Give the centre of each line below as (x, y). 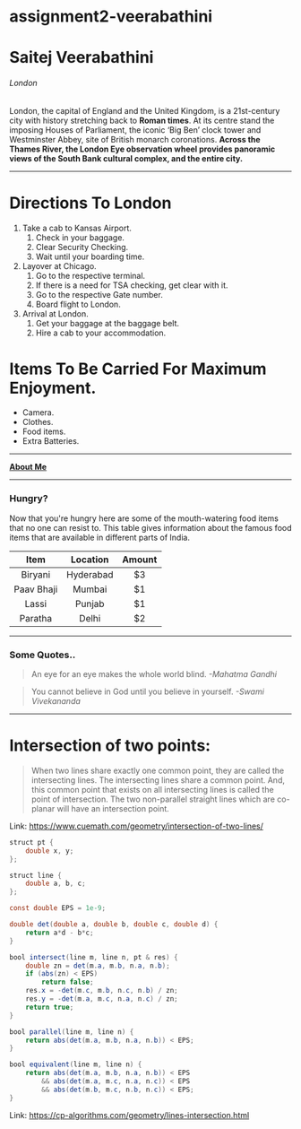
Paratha (35, 618)
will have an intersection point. (113, 808)
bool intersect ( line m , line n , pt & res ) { (94, 957)
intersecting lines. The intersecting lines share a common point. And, (158, 780)
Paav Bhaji (36, 589)
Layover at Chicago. (59, 265)
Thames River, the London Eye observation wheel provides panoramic (142, 149)
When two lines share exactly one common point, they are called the (158, 770)
